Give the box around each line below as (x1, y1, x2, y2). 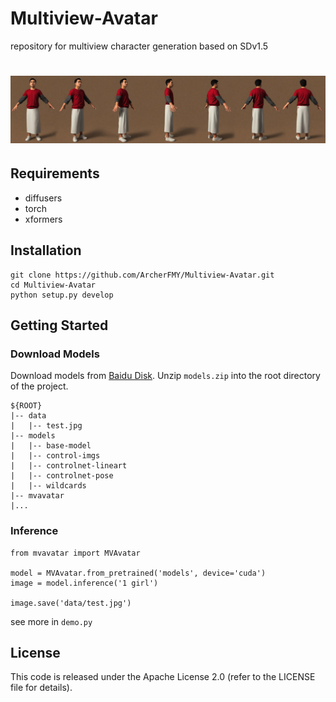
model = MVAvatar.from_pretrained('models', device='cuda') (10, 568, 267, 578)
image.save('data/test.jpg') (10, 598, 132, 608)
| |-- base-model (10, 441, 92, 451)
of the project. (10, 380, 69, 392)
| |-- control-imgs (10, 451, 101, 461)
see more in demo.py (10, 615, 93, 627)
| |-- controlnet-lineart (10, 461, 128, 471)
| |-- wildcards (10, 481, 87, 491)
